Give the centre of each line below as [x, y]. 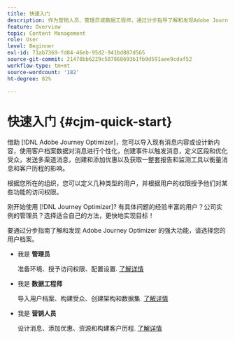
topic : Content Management [47, 33]
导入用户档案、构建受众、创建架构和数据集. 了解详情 [93, 298]
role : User [23, 40]
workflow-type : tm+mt [39, 66]
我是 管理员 [34, 254]
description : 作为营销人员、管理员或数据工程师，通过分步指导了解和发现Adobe [108, 20]
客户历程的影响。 [44, 168]
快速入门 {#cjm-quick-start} [90, 121]
